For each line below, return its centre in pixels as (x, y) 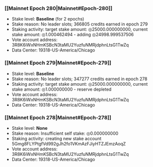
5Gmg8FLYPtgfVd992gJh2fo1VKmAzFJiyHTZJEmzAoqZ (69, 143)
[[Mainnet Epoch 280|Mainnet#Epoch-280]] (59, 8)
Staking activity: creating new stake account (56, 138)
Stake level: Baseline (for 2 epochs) (48, 19)
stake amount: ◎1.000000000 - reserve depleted (62, 89)
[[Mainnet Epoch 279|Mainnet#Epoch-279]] (58, 63)
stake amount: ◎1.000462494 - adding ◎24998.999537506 (73, 35)
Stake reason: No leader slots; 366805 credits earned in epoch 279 (80, 24)
